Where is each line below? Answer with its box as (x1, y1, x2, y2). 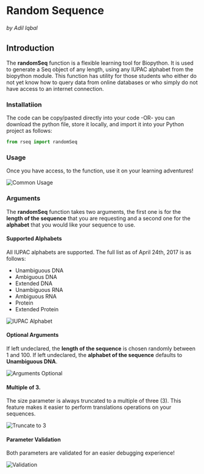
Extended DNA (15, 280, 53, 287)
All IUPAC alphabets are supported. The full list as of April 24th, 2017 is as (6, 248, 192, 256)
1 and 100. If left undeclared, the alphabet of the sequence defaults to (6, 351, 183, 358)
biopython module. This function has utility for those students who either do (6, 72, 197, 79)
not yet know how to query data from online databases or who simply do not (6, 79, 198, 86)
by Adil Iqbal (6, 24, 38, 31)
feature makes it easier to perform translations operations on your (6, 403, 172, 411)
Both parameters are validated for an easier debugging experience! (6, 449, 175, 457)
